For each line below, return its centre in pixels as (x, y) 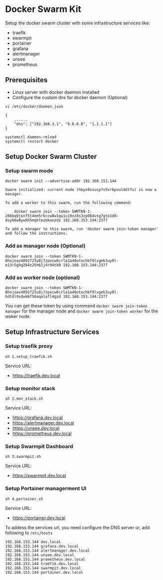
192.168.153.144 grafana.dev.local (42, 546)
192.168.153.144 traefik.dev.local (42, 564)
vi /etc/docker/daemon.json (34, 106)
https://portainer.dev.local (39, 518)
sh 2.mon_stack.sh (24, 399)
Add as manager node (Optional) (45, 246)
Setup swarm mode (29, 171)
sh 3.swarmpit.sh (23, 457)
